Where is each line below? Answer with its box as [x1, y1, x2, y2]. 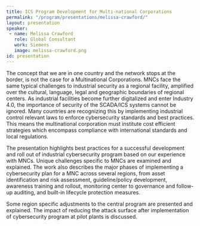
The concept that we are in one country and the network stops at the [6, 69, 176, 76]
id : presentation [6, 53, 50, 59]
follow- [176, 182, 194, 190]
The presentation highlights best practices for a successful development [6, 144, 185, 151]
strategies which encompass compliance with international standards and [6, 126, 187, 134]
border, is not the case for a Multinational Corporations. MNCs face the [6, 76, 181, 83]
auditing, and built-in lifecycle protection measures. [14, 188, 140, 196]
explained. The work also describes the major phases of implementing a [6, 163, 184, 171]
